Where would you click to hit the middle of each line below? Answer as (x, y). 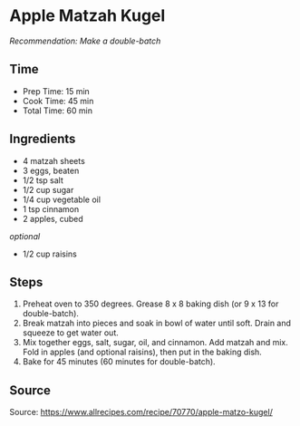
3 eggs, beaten (51, 170)
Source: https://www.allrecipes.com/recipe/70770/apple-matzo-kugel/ (141, 412)
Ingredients (43, 139)
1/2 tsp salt (43, 180)
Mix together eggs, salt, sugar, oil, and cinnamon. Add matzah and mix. (155, 343)
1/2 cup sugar (48, 189)
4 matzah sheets (54, 160)
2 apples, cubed (53, 218)
